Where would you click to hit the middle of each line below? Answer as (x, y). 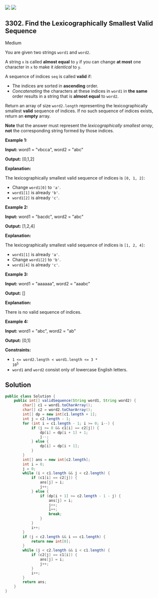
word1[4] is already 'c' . (36, 265)
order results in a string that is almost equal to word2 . (65, 96)
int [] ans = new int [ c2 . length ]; (57, 459)
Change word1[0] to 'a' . (36, 187)
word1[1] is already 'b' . (36, 192)
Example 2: (17, 207)
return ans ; (35, 582)
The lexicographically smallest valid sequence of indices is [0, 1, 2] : (75, 178)
